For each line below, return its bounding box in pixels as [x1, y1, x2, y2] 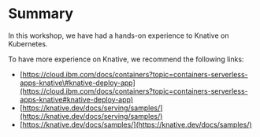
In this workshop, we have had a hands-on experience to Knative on [8, 31, 229, 40]
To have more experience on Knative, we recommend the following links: [8, 54, 244, 64]
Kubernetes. [8, 39, 48, 48]
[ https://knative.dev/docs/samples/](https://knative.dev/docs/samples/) [19, 120, 252, 129]
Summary [8, 5, 73, 23]
